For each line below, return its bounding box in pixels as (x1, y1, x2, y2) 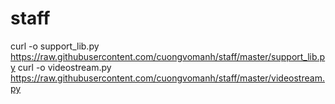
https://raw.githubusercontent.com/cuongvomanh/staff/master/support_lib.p (10, 50, 326, 62)
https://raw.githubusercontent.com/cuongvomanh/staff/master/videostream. (10, 72, 325, 84)
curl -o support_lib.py (10, 40, 100, 52)
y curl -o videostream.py (10, 61, 112, 73)
